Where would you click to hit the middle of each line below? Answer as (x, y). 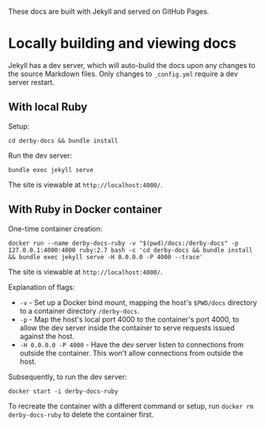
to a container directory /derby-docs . (79, 311)
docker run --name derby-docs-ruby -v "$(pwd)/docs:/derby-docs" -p (123, 243)
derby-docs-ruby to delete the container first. (81, 414)
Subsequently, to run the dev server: (68, 376)
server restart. (32, 82)
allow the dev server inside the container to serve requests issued (127, 327)
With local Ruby (48, 107)
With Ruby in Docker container (85, 210)
